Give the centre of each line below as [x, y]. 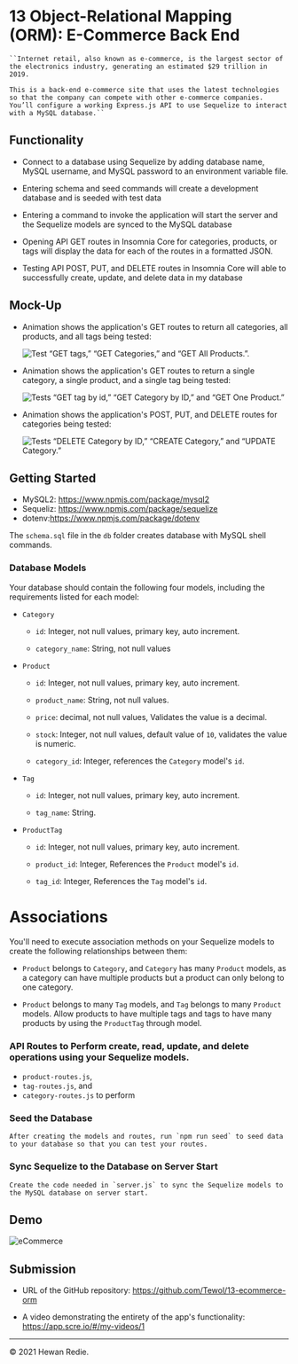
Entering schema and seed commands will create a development [140, 188]
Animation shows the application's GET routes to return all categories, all [155, 326]
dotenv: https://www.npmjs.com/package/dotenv [111, 518]
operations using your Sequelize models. [99, 1057]
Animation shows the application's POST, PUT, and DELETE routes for [149, 414]
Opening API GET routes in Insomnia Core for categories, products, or [149, 241]
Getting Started [53, 478]
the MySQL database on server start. [79, 1193]
